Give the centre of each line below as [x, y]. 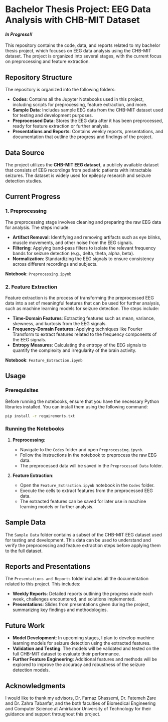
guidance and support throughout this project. [53, 714]
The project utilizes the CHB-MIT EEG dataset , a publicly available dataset [82, 165]
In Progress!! [19, 34]
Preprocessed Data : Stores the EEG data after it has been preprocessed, [88, 121]
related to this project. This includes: [43, 584]
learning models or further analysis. [57, 506]
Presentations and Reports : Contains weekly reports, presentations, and [88, 132]
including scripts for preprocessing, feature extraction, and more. [80, 105]
